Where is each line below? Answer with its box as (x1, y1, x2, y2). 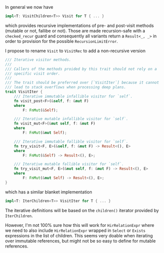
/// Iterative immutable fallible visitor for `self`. (14, 139, 129, 144)
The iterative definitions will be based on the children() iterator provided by (5, 207, 159, 213)
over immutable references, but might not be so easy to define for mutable (5, 238, 156, 244)
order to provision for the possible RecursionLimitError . (5, 38, 118, 44)
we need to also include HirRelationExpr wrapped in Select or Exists (5, 227, 146, 233)
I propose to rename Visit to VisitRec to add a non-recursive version (5, 48, 146, 54)
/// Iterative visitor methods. (5, 57, 71, 62)
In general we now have (5, 4, 54, 10)
